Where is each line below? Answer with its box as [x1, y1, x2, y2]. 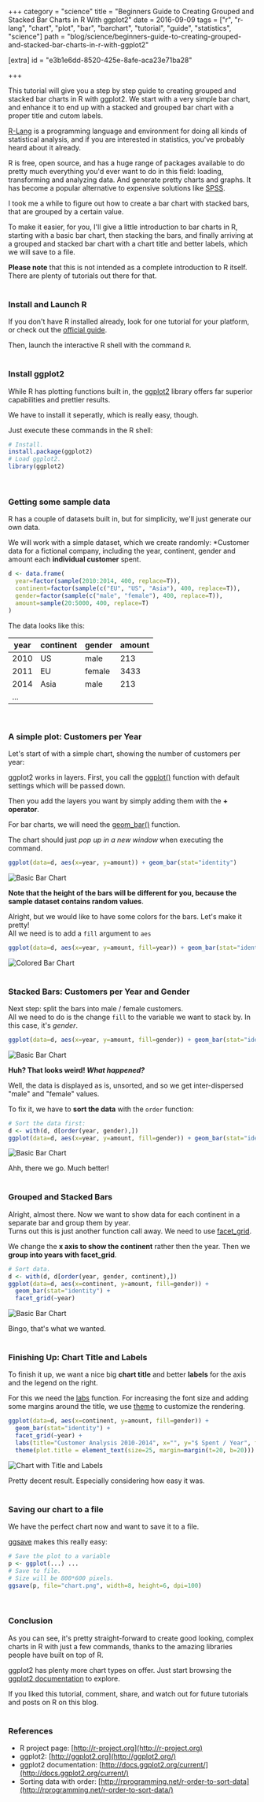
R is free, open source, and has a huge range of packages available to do [8, 158, 245, 168]
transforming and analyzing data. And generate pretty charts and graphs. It [8, 175, 251, 184]
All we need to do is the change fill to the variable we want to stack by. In [8, 1012, 251, 1022]
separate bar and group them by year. [8, 1218, 131, 1227]
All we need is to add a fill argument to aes [8, 929, 152, 938]
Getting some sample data [8, 496, 111, 507]
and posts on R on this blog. [8, 1697, 99, 1707]
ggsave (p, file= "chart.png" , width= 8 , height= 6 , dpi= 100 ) [8, 1581, 202, 1589]
